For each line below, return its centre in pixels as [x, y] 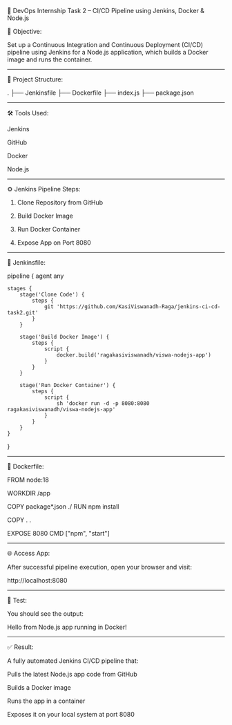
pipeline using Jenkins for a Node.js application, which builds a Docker [108, 52]
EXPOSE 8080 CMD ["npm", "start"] [58, 533]
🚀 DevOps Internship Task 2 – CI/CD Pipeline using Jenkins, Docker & [106, 11]
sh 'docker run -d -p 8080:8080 [103, 404]
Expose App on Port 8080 [54, 243]
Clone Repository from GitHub [60, 203]
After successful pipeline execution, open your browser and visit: [99, 567]
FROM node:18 [28, 480]
